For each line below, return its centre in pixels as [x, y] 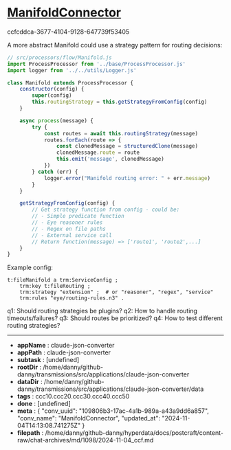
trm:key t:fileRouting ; [55, 286]
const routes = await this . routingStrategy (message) [121, 133]
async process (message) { [57, 121]
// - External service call [72, 235]
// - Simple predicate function [78, 216]
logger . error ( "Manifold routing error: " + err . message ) [127, 178]
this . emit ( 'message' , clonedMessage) [110, 159]
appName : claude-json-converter [66, 346]
